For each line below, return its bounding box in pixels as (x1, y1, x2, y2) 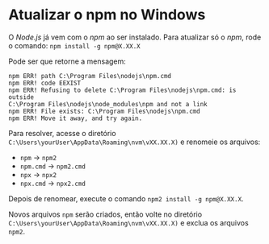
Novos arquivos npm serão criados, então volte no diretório (8, 209, 203, 219)
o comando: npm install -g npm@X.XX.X (8, 40, 141, 50)
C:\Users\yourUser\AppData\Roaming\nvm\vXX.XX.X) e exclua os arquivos (8, 217, 249, 227)
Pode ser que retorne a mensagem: (8, 56, 127, 66)
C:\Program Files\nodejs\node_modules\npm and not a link (8, 100, 208, 108)
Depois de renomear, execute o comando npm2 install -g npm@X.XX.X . (8, 193, 244, 203)
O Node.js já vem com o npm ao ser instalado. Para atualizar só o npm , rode (8, 32, 262, 42)
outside (8, 93, 35, 101)
